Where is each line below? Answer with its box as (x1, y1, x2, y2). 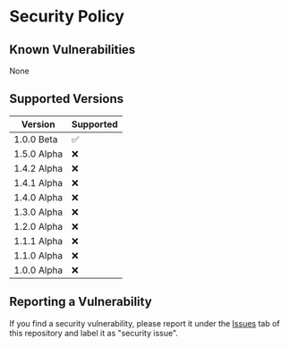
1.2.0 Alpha (13, 220, 64, 233)
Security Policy (9, 6, 125, 27)
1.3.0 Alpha (13, 206, 64, 218)
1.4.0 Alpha (13, 190, 64, 203)
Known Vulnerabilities (9, 42, 136, 57)
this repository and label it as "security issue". (9, 327, 179, 338)
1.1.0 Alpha (13, 249, 64, 261)
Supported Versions (9, 91, 123, 106)
